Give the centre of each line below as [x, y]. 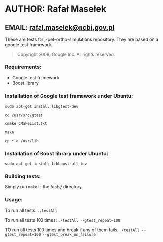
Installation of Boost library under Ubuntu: [57, 153]
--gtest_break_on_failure [69, 235]
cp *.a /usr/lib [22, 141]
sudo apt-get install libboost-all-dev [46, 164]
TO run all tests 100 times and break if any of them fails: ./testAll [72, 230]
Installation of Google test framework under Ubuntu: [69, 96]
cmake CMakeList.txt [26, 123]
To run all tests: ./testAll [31, 211]
